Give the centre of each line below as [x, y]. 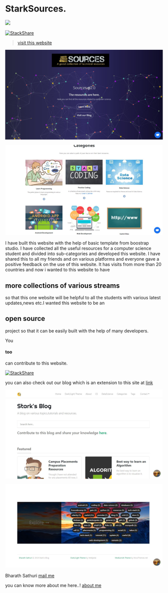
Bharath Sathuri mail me [30, 576]
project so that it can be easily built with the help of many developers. [77, 331]
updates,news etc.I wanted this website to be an [55, 303]
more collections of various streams [62, 285]
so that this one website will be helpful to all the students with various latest [83, 297]
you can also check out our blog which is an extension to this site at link [79, 383]
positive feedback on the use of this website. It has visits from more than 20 [83, 265]
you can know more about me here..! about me [53, 585]
